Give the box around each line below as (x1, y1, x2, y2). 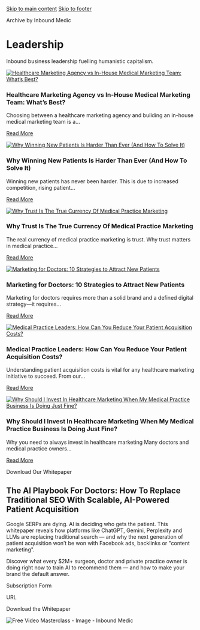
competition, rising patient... (6, 184, 75, 191)
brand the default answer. (6, 570, 70, 577)
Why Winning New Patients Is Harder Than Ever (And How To (6, 156, 187, 165)
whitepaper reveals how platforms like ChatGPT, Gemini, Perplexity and (6, 527, 183, 534)
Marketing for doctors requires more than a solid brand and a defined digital (6, 294, 193, 301)
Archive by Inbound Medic (6, 17, 71, 23)
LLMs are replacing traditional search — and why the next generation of (6, 533, 184, 540)
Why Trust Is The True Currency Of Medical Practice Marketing (6, 222, 193, 231)
